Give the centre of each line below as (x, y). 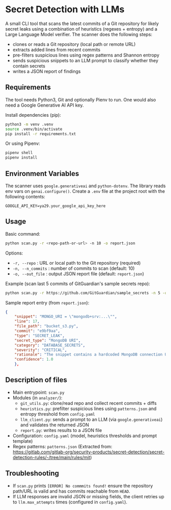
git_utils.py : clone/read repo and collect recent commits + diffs (88, 403)
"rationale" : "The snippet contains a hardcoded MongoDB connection (89, 355)
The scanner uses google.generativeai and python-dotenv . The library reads (85, 186)
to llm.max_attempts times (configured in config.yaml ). (70, 502)
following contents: (25, 196)
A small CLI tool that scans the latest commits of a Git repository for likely (82, 23)
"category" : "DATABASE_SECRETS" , (50, 345)
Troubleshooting (32, 474)
